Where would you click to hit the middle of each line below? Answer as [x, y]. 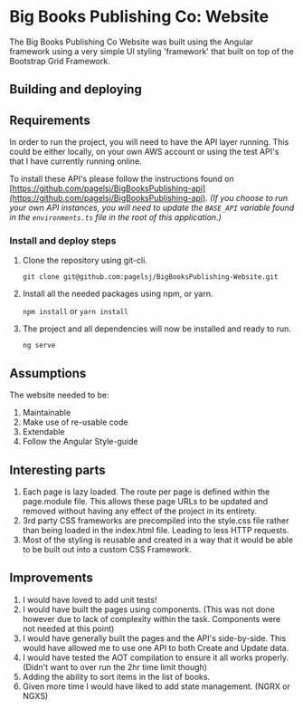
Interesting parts [57, 469]
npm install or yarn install [75, 311]
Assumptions [48, 373]
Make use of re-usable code [75, 422]
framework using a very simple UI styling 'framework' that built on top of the [151, 51]
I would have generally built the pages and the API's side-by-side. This [154, 638]
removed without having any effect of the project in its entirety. [140, 511]
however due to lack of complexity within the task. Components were [151, 618]
